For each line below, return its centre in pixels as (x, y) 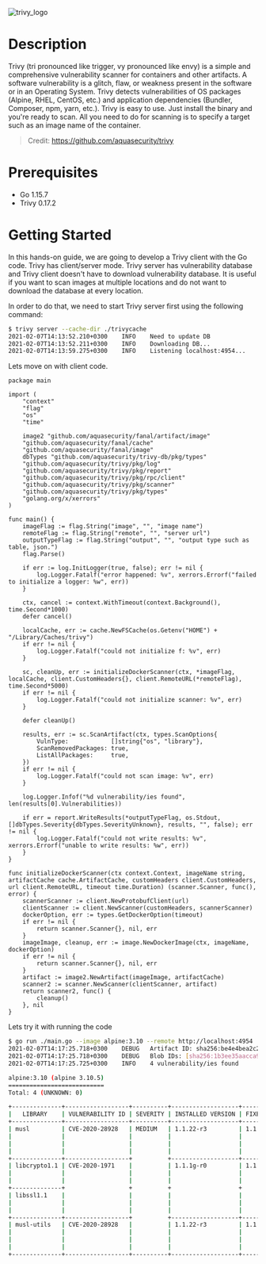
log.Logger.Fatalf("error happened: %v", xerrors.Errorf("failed (147, 575)
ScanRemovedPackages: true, (83, 749)
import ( (23, 395)
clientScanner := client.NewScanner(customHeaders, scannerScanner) (138, 908)
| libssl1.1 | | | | (125, 1195)
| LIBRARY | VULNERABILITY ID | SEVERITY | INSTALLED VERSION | (125, 1114)
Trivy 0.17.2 (38, 203)
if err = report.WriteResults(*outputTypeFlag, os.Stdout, (122, 818)
